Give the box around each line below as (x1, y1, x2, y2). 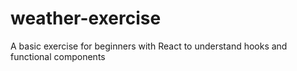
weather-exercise (10, 7, 162, 30)
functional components (10, 50, 106, 62)
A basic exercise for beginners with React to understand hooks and (10, 40, 288, 52)
